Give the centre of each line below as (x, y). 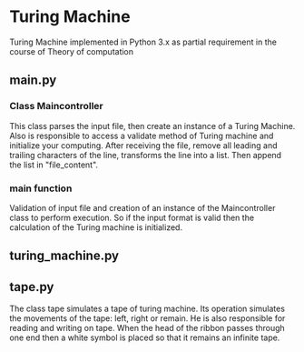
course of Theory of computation (72, 51)
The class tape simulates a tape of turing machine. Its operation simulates (147, 309)
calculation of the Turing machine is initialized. (96, 227)
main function (41, 188)
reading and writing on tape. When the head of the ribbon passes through (147, 328)
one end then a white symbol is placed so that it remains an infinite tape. (145, 337)
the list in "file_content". (54, 165)
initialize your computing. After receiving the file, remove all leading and (143, 145)
